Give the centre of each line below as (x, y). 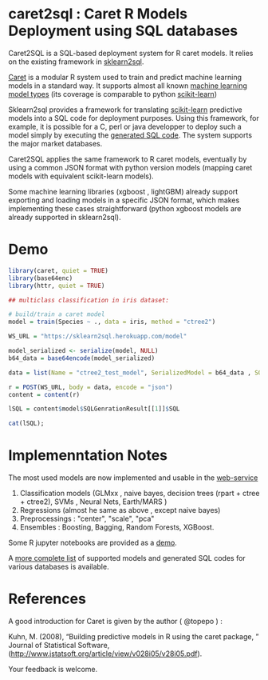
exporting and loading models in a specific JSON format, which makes (124, 200)
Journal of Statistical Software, (59, 645)
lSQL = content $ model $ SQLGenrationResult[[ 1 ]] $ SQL (94, 409)
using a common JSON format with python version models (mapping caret (130, 167)
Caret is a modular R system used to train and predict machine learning (125, 77)
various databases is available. (59, 567)
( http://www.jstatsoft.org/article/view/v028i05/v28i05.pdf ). (105, 654)
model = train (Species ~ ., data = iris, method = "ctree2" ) (112, 322)
